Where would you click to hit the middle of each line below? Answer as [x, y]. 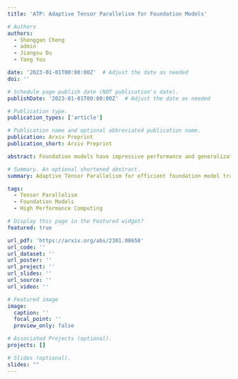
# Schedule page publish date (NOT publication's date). [93, 92]
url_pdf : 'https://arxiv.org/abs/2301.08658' [75, 241]
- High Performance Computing [58, 209]
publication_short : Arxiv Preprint [60, 144]
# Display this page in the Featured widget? [75, 221]
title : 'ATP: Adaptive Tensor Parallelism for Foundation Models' [107, 14]
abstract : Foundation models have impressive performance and [101, 157]
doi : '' [19, 79]
